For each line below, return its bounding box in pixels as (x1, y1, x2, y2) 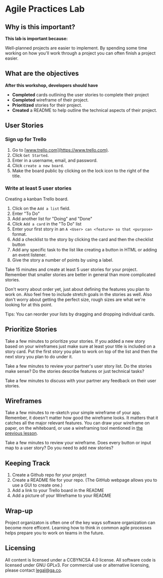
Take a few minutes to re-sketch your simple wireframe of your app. (5, 410, 141, 416)
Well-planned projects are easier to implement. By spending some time (5, 45, 147, 51)
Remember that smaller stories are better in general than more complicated (5, 271, 156, 278)
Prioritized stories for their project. (12, 102, 83, 108)
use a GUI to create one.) (12, 482, 63, 488)
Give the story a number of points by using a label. (12, 257, 113, 263)
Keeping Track (5, 459, 50, 467)
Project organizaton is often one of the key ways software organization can (5, 520, 156, 525)
